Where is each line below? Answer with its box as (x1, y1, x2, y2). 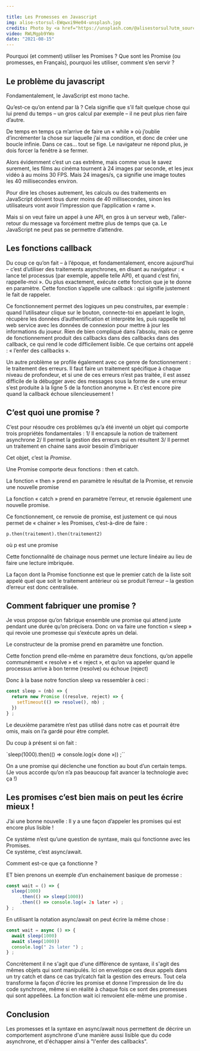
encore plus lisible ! (6, 823, 54, 831)
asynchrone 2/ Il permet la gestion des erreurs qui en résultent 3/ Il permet (6, 436, 189, 443)
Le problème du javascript (6, 76, 105, 87)
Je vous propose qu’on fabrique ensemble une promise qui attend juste (6, 616, 182, 624)
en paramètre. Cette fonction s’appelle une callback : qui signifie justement (6, 284, 190, 291)
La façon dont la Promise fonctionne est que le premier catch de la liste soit (6, 571, 192, 578)
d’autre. (6, 116, 25, 123)
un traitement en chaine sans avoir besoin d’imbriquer (6, 442, 139, 450)
